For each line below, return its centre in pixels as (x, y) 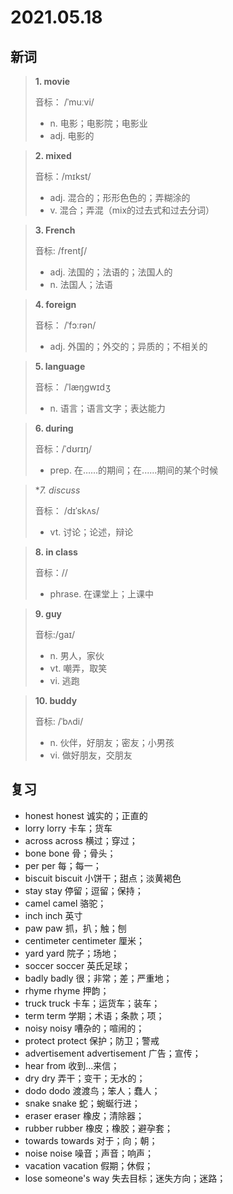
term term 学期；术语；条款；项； (94, 1015)
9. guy (48, 614)
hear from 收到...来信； (72, 1065)
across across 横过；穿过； (81, 840)
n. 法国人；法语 (81, 284)
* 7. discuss (57, 490)
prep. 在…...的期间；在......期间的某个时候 (134, 470)
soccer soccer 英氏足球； (78, 965)
